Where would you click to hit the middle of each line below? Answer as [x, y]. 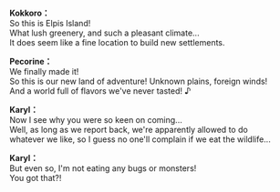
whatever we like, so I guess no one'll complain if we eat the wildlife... [140, 139]
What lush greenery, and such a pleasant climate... [104, 33]
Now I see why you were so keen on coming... [96, 120]
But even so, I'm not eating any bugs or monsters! [103, 168]
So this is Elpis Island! [50, 24]
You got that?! [36, 178]
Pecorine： [31, 62]
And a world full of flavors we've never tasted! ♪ [100, 91]
